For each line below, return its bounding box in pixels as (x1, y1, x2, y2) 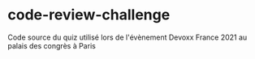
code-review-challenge (7, 6, 171, 24)
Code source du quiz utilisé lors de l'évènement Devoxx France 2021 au (7, 32, 248, 42)
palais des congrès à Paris (7, 40, 97, 50)
